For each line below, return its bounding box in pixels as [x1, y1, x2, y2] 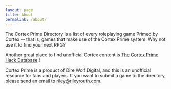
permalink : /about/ [5, 17, 47, 22]
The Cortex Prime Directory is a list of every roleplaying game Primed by [5, 31, 158, 37]
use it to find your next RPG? [5, 42, 66, 48]
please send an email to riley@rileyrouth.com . [5, 78, 102, 84]
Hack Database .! [5, 57, 40, 63]
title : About [5, 12, 33, 17]
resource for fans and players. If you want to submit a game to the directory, [5, 73, 166, 79]
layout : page [5, 7, 33, 13]
